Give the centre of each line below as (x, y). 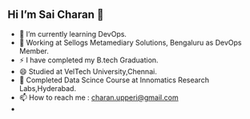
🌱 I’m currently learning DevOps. (73, 34)
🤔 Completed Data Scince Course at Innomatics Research (114, 80)
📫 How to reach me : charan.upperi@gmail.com (99, 97)
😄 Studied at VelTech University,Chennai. (88, 71)
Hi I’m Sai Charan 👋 (56, 15)
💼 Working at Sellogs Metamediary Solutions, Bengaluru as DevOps (130, 42)
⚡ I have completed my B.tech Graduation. (89, 60)
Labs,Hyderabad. (48, 88)
